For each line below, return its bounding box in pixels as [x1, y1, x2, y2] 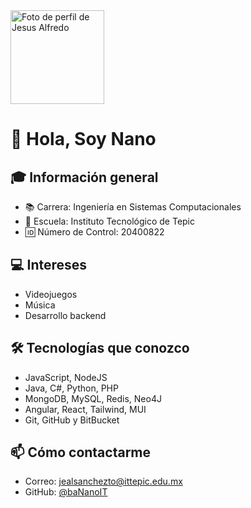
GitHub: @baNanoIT [24, 486, 108, 498]
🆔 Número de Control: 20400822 [24, 226, 165, 238]
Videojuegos [24, 288, 78, 300]
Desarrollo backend [24, 309, 107, 321]
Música [24, 299, 56, 311]
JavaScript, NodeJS [24, 371, 108, 383]
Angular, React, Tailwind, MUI [24, 403, 147, 415]
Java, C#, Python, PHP [24, 382, 119, 394]
